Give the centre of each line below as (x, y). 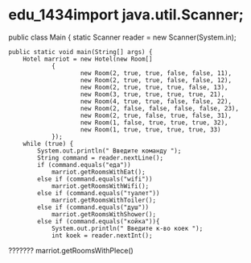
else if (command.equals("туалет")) (99, 193)
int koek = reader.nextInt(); (102, 236)
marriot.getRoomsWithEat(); (99, 172)
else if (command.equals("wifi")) (95, 179)
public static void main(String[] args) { (80, 52)
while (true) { (48, 144)
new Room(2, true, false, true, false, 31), (156, 115)
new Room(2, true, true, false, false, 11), (156, 73)
